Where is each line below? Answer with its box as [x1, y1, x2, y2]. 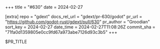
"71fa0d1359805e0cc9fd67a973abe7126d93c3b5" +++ [5, 29, 118, 35]
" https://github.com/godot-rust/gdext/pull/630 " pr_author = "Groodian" [5, 19, 150, 24]
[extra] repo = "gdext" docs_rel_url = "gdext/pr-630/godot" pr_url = [5, 14, 142, 19]
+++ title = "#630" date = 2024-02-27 [5, 4, 83, 10]
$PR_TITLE [5, 39, 27, 45]
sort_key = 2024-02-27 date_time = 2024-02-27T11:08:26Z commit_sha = [5, 24, 156, 30]
